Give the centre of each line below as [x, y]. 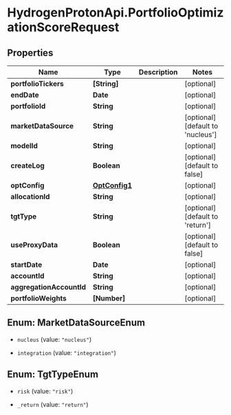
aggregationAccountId [48, 287]
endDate [25, 95]
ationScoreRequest [63, 27]
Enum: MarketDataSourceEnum [76, 323]
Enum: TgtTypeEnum [53, 375]
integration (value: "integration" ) [67, 352]
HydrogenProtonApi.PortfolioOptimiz [115, 13]
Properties [30, 53]
